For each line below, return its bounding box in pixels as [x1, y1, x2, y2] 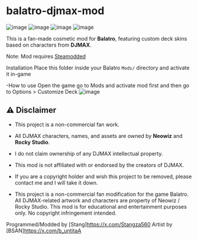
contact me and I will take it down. [14, 179, 99, 186]
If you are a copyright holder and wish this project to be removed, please [14, 173, 192, 180]
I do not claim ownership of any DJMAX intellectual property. [14, 150, 164, 157]
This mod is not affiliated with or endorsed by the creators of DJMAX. [14, 161, 184, 169]
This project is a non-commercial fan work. [14, 121, 120, 128]
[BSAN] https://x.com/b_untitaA [6, 227, 82, 234]
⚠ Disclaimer [6, 105, 57, 116]
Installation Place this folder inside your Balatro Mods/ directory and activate [6, 64, 190, 71]
